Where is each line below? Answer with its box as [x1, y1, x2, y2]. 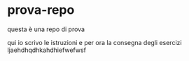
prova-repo [7, 2, 75, 18]
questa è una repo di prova [7, 25, 85, 33]
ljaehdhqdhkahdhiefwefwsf [7, 46, 86, 54]
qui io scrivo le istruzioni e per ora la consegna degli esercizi [7, 38, 182, 46]
